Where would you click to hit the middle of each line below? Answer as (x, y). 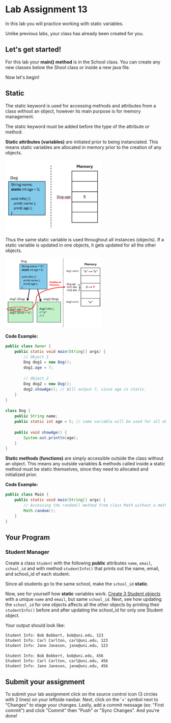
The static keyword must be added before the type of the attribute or (78, 126)
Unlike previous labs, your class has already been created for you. (75, 33)
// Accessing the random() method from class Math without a (90, 505)
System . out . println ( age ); (51, 438)
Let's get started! (33, 50)
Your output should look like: (35, 625)
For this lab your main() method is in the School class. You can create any (83, 62)
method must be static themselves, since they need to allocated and (77, 469)
